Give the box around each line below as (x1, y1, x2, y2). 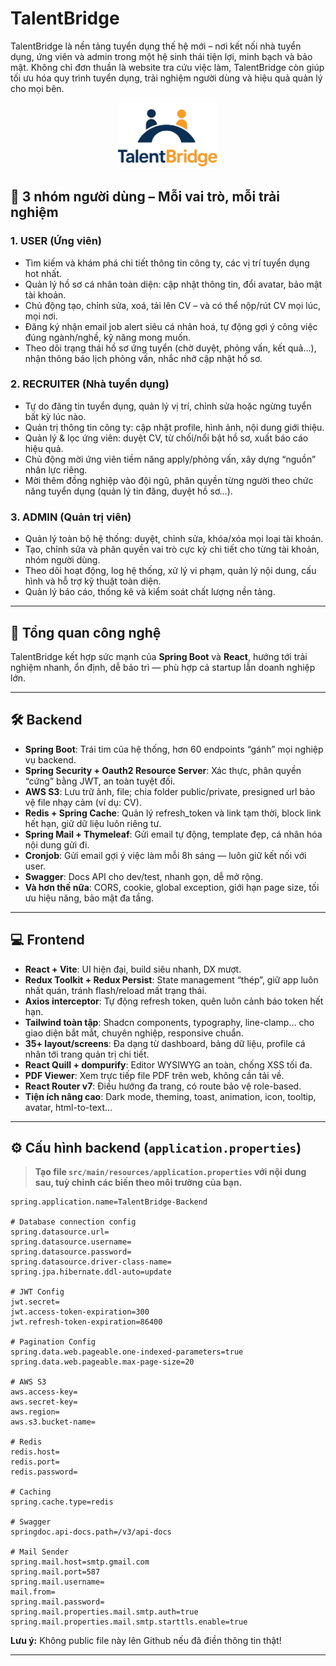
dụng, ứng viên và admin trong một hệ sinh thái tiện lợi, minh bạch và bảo (10, 50, 313, 62)
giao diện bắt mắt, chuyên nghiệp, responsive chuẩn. (24, 1027, 244, 1039)
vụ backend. (24, 753, 77, 766)
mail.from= (10, 1587, 56, 1597)
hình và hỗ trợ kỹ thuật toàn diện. (24, 575, 162, 587)
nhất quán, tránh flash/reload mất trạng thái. (24, 984, 207, 996)
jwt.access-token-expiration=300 (10, 1307, 150, 1317)
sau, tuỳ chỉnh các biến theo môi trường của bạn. (34, 1177, 243, 1189)
